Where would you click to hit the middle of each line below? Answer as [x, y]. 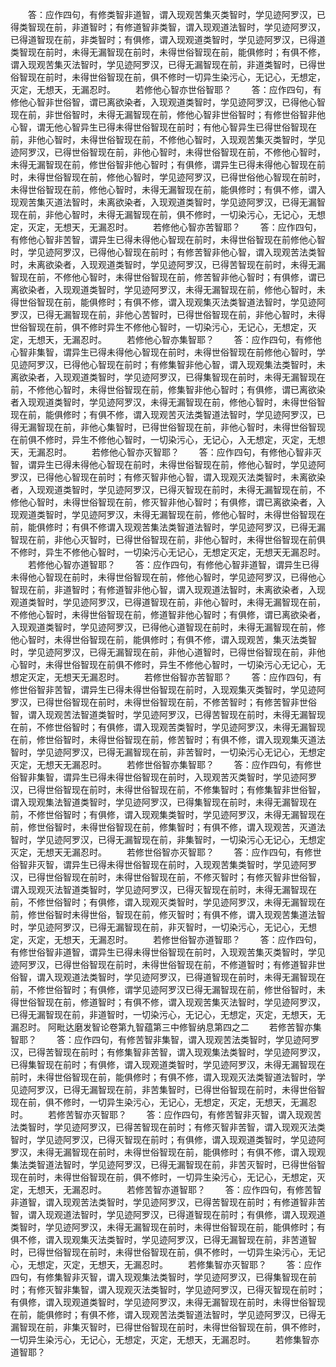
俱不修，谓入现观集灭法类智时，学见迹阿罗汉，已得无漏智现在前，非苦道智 [163, 1239]
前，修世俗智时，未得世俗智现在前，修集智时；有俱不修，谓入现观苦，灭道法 [168, 827]
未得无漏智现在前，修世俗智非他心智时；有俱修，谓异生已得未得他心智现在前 [168, 164]
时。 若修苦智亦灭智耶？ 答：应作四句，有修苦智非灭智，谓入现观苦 [166, 1114]
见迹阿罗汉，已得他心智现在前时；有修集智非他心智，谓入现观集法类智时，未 [168, 364]
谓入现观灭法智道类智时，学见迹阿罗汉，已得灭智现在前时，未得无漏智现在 [163, 889]
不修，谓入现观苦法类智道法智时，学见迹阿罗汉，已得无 [211, 1314]
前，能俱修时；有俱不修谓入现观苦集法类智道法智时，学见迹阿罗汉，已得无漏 [168, 527]
